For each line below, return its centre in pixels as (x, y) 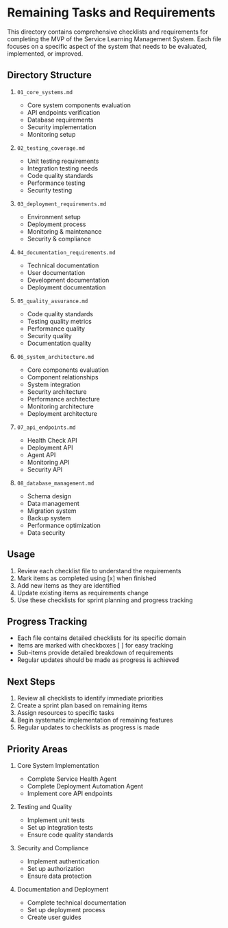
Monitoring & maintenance (64, 231)
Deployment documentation (66, 287)
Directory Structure (50, 75)
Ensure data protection (60, 876)
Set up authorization (56, 869)
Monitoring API (48, 462)
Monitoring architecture (60, 406)
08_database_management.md (55, 483)
